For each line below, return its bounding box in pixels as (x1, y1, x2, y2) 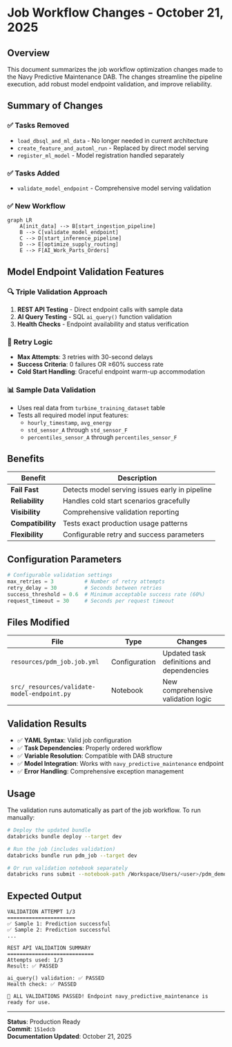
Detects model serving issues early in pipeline (62, 485, 212, 494)
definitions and (162, 657, 211, 667)
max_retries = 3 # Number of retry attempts (7, 578, 166, 585)
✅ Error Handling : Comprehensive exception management (17, 767, 184, 776)
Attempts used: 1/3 (7, 957, 64, 964)
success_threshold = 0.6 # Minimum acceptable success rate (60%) (7, 590, 206, 598)
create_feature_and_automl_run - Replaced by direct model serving (17, 144, 209, 152)
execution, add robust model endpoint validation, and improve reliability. (7, 80, 213, 88)
